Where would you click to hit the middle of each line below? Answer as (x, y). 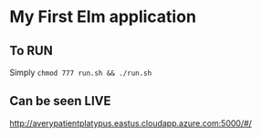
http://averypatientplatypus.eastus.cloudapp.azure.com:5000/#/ (131, 123)
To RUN (31, 51)
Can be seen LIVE (60, 101)
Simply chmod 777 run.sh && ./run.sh (81, 72)
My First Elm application (103, 17)
